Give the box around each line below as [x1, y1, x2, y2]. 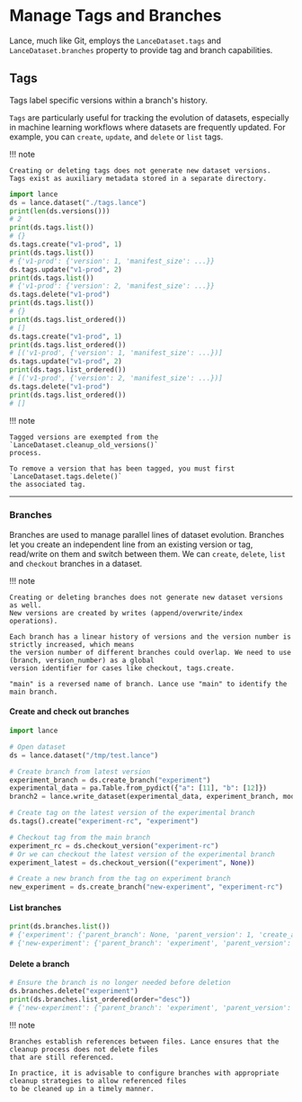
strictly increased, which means [9, 640, 135, 649]
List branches [9, 901, 62, 913]
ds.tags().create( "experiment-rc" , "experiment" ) [9, 817, 200, 826]
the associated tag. [9, 479, 87, 488]
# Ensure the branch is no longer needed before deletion [9, 978, 231, 988]
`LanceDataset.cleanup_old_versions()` [9, 440, 159, 450]
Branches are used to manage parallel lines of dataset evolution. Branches [9, 529, 285, 540]
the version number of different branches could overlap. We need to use [9, 648, 292, 657]
